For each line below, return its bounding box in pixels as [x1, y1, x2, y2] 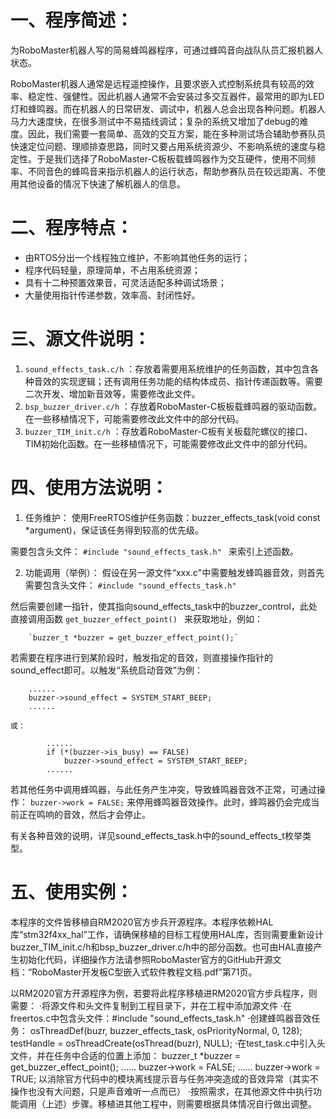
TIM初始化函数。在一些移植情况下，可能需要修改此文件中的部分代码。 [24, 437, 313, 450]
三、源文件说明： [10, 328, 152, 351]
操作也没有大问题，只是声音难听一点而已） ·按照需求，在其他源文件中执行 [10, 1085, 313, 1097]
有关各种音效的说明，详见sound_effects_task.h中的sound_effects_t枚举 [10, 829, 303, 841]
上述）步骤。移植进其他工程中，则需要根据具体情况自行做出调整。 [44, 1097, 317, 1110]
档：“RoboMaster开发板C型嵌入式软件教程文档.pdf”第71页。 [10, 966, 258, 978]
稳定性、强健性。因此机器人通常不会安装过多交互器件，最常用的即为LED [27, 90, 325, 102]
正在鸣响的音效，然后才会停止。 [18, 808, 151, 820]
